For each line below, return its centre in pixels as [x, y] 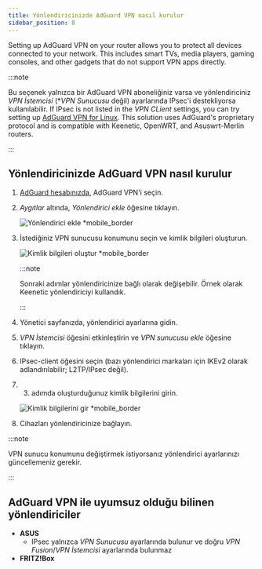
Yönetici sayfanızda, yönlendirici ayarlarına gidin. [98, 323]
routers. [21, 133]
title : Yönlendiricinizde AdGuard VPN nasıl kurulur [96, 15]
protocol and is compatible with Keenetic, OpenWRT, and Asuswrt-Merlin [126, 126]
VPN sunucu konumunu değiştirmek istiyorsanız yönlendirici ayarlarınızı [124, 454]
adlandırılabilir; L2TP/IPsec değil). [74, 370]
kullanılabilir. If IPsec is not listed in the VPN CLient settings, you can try [124, 109]
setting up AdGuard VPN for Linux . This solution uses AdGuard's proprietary [131, 117]
